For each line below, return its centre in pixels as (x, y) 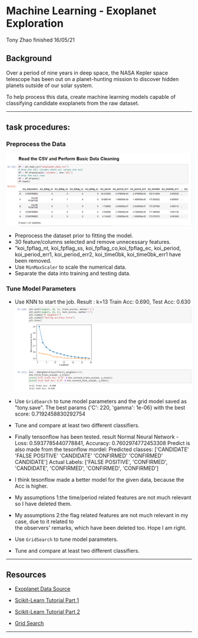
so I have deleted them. (43, 504)
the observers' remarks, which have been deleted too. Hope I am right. (100, 527)
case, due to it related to (44, 521)
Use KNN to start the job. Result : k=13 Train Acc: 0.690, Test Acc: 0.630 (103, 302)
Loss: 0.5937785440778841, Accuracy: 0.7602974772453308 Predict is (102, 443)
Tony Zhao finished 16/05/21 (40, 40)
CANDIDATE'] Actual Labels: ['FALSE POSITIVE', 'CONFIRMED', (91, 462)
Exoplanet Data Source (42, 589)
